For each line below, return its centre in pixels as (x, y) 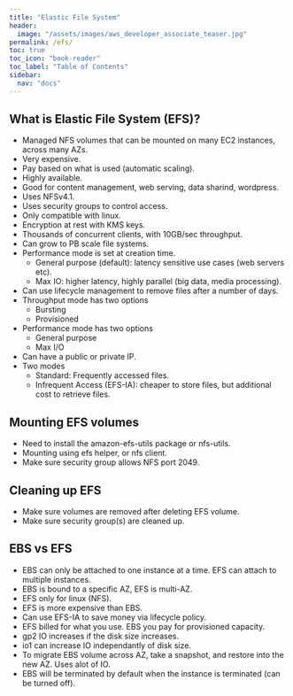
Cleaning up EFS (55, 490)
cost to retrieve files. (73, 394)
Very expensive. (51, 159)
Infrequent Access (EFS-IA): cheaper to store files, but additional (153, 385)
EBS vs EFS (41, 549)
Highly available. (52, 178)
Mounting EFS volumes (74, 422)
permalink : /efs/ (41, 42)
